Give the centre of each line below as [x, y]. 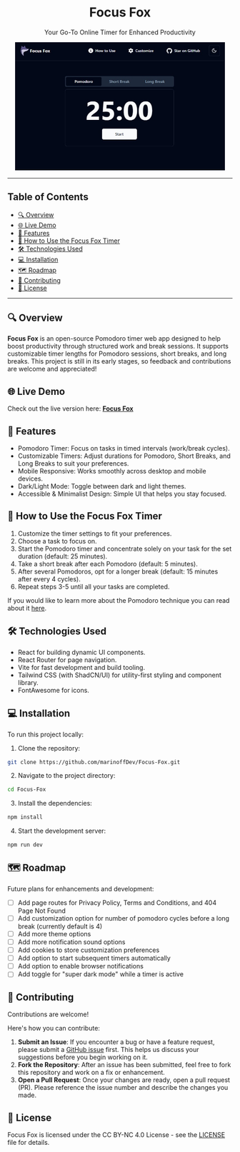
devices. [30, 479]
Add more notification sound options [71, 942]
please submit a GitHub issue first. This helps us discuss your [108, 1050]
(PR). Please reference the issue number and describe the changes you [123, 1088]
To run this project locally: [46, 734]
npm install [25, 817]
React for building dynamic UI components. [81, 652]
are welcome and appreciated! [52, 369]
